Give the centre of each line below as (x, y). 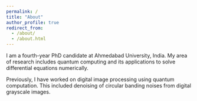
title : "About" (25, 17)
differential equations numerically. (47, 68)
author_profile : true (33, 22)
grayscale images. (28, 92)
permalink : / (22, 11)
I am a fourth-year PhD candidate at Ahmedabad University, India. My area (97, 55)
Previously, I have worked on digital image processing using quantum (90, 79)
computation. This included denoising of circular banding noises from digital (99, 85)
